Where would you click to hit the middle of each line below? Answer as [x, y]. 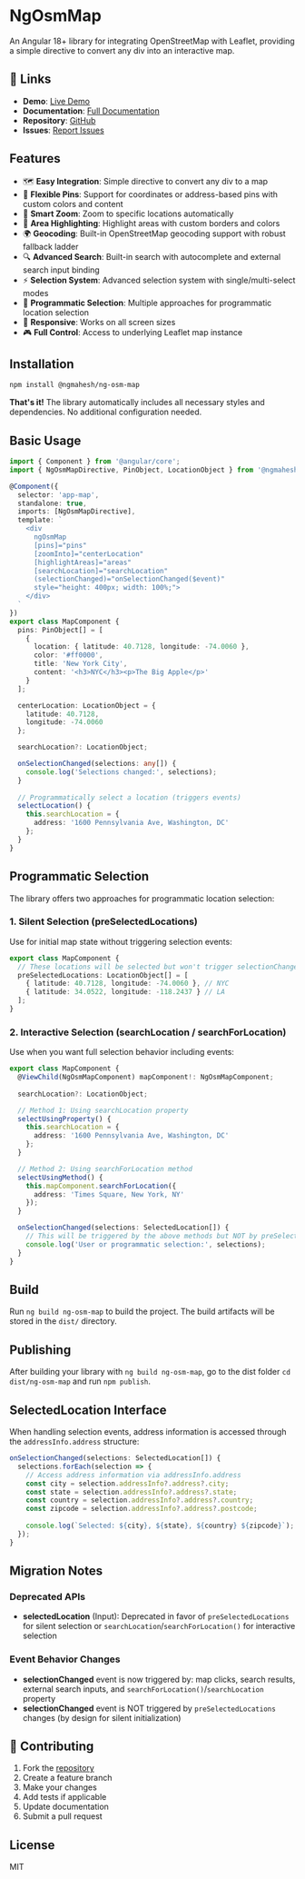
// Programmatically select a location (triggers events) [130, 797]
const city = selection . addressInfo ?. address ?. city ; [128, 1483]
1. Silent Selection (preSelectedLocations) [103, 921]
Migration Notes [56, 1571]
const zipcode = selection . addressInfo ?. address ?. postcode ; [142, 1509]
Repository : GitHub [59, 120]
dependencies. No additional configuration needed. [106, 412]
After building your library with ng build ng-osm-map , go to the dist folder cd [150, 1372]
